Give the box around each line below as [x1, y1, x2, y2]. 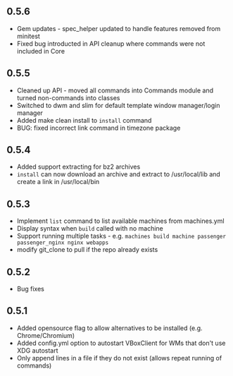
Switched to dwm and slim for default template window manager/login [16, 101, 220, 109]
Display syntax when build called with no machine [16, 224, 163, 233]
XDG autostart [16, 346, 58, 355]
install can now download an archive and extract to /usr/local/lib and [16, 170, 221, 178]
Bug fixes [16, 285, 45, 293]
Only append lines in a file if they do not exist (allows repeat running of [16, 353, 222, 362]
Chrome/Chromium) [16, 331, 75, 339]
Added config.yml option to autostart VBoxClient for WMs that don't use [16, 339, 226, 347]
